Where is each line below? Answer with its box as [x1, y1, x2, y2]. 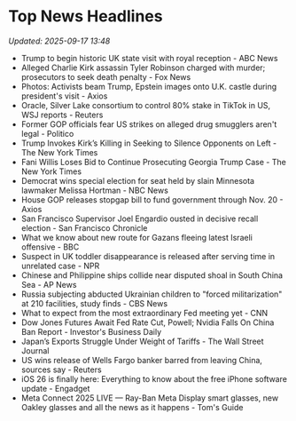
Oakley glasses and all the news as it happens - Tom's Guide [20, 401, 244, 412]
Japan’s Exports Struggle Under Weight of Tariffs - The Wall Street [20, 336, 264, 346]
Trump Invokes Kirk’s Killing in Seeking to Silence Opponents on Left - [20, 138, 277, 148]
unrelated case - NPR [20, 260, 100, 271]
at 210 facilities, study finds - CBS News [20, 298, 168, 308]
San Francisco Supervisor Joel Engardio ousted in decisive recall [20, 213, 259, 224]
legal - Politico [20, 128, 74, 139]
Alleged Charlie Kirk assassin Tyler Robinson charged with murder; [20, 62, 266, 73]
